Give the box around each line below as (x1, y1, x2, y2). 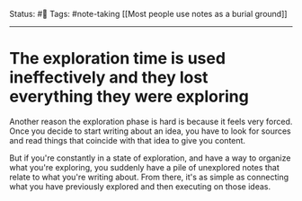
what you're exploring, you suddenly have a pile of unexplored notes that (9, 162, 280, 172)
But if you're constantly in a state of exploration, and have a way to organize (9, 153, 291, 163)
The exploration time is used (9, 48, 226, 69)
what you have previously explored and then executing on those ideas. (9, 180, 271, 192)
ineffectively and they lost (9, 67, 209, 88)
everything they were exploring (9, 86, 249, 107)
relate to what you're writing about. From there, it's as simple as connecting (9, 171, 289, 182)
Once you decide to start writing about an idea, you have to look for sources (9, 126, 291, 136)
